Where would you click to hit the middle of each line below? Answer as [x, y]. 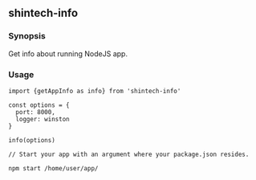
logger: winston [43, 119]
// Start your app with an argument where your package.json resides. [129, 154]
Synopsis [27, 36]
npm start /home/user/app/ [53, 168]
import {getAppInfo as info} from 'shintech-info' [95, 91]
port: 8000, [36, 112]
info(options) [32, 140]
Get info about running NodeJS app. [68, 53]
